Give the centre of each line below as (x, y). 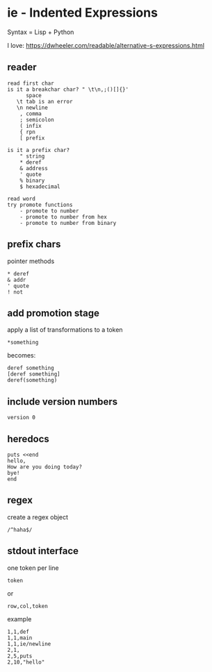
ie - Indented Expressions (83, 13)
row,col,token (28, 606)
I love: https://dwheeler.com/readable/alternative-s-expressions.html (106, 45)
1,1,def (18, 632)
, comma (31, 114)
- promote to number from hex (64, 217)
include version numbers (63, 402)
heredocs (28, 439)
